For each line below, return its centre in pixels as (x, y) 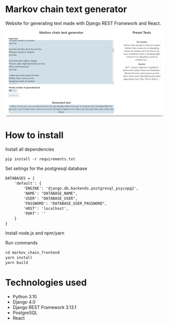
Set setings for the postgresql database (46, 168)
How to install (35, 135)
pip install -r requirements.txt (40, 159)
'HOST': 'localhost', (46, 208)
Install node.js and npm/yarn (35, 233)
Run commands (21, 242)
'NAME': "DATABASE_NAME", (51, 193)
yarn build (17, 263)
